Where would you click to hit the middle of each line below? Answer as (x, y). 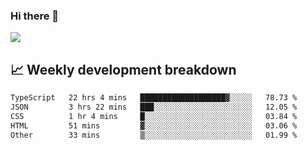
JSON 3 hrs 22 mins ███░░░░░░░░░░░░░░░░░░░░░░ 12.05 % (154, 107)
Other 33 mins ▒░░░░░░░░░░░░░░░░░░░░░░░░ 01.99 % (154, 135)
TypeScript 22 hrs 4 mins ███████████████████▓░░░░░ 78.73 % (154, 98)
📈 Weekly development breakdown (123, 69)
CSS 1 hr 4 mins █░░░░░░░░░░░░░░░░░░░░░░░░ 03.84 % (154, 116)
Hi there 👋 (35, 16)
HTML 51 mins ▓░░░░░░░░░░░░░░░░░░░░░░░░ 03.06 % (154, 125)
